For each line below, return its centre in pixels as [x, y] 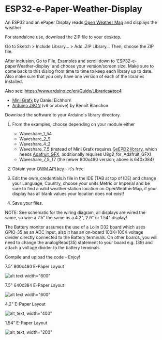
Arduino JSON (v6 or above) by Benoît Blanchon [60, 105]
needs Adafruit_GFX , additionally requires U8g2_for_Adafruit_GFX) [85, 154]
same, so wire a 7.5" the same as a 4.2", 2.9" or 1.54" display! [66, 217]
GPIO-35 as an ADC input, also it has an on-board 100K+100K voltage [74, 232]
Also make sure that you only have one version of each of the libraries [75, 76]
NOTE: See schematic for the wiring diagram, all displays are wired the [75, 212]
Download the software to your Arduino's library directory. [63, 114]
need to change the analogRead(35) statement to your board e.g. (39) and [79, 242]
